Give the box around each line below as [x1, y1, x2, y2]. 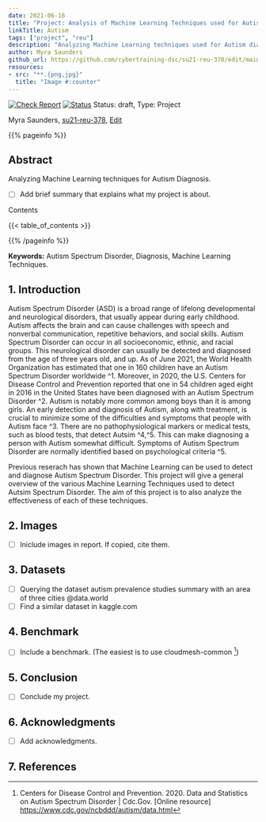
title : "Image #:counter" [15, 78, 101, 86]
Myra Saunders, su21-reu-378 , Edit [8, 115, 123, 124]
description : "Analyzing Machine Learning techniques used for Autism [8, 41, 246, 49]
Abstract [8, 153, 53, 166]
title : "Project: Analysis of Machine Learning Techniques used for [8, 19, 239, 27]
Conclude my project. [19, 692, 91, 702]
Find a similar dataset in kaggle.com [19, 601, 138, 611]
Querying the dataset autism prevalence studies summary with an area [19, 584, 251, 594]
